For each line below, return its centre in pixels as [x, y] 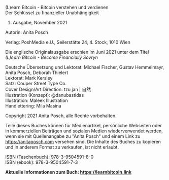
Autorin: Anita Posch [27, 32]
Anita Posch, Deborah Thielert [37, 73]
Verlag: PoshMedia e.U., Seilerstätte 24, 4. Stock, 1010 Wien [68, 42]
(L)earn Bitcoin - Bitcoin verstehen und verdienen [57, 7]
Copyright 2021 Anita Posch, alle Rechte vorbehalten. [61, 116]
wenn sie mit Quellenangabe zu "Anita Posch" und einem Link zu [73, 136]
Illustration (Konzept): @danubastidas [45, 95]
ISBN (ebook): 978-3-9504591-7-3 [42, 162]
